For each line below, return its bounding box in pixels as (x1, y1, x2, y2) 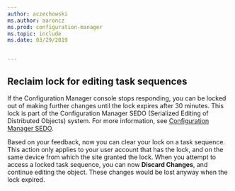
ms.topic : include (7, 30, 62, 37)
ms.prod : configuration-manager (7, 23, 103, 30)
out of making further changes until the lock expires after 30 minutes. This (7, 101, 224, 110)
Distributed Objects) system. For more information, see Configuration (7, 116, 210, 125)
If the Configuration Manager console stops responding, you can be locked (7, 93, 227, 103)
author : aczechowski (7, 10, 69, 18)
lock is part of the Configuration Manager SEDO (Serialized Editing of (7, 109, 209, 117)
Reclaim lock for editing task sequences (7, 75, 188, 87)
